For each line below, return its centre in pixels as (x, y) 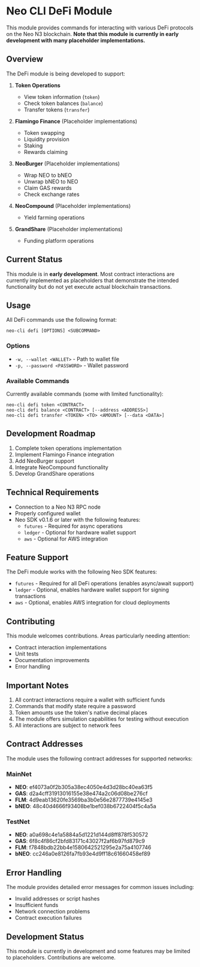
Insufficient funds (37, 905)
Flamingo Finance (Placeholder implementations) (76, 121)
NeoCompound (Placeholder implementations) (73, 206)
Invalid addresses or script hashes (57, 899)
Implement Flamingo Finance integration (65, 454)
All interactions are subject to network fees (68, 726)
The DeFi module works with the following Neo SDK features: (82, 572)
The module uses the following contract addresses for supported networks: (99, 759)
